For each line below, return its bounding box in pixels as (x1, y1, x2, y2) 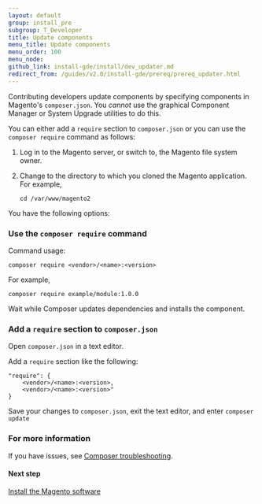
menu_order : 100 (8, 48, 61, 56)
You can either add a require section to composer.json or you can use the (8, 124, 246, 133)
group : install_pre (8, 19, 72, 27)
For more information (8, 433, 91, 444)
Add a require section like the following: (8, 357, 138, 366)
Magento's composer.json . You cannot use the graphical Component (8, 100, 230, 109)
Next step (8, 469, 41, 479)
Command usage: (8, 246, 66, 255)
